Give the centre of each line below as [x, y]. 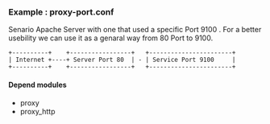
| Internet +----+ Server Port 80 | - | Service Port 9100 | [122, 60]
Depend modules [37, 85]
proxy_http [37, 111]
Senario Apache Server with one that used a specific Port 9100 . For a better [135, 30]
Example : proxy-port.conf [61, 12]
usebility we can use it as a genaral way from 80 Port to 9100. [111, 38]
